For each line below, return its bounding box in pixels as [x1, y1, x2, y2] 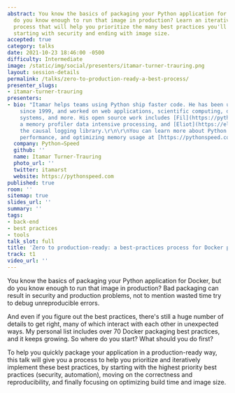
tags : [7, 212, 23, 219]
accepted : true [7, 36, 52, 43]
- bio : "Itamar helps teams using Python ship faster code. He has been [7, 101, 224, 108]
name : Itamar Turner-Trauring [13, 153, 101, 161]
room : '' [7, 186, 33, 193]
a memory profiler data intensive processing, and [20, 120, 171, 128]
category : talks [7, 43, 55, 50]
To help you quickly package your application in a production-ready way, [7, 348, 218, 357]
